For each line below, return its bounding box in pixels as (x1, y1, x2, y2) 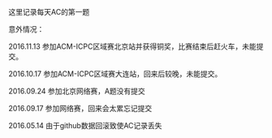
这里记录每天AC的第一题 (8, 7, 90, 16)
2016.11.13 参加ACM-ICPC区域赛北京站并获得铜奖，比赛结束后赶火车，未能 (8, 41, 257, 51)
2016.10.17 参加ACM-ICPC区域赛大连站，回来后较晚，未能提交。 (8, 69, 222, 79)
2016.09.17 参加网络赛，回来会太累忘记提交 (8, 104, 153, 113)
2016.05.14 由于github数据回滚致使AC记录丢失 (8, 121, 162, 130)
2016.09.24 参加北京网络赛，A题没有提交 (8, 86, 146, 96)
